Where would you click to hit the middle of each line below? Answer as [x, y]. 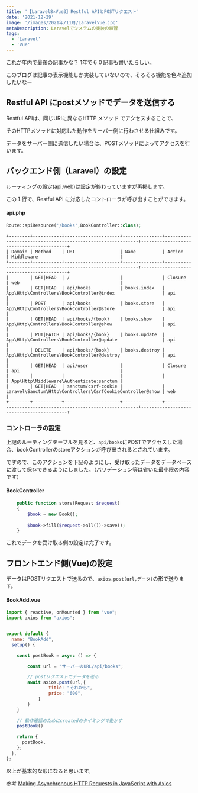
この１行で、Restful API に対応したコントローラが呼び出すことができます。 [98, 199]
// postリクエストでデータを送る [63, 677]
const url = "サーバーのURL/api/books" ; [76, 666]
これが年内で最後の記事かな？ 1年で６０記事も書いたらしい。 [80, 62]
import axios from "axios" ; [41, 618]
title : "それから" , [70, 688]
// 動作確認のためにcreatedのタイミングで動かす [70, 721]
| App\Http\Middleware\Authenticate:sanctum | [64, 381]
